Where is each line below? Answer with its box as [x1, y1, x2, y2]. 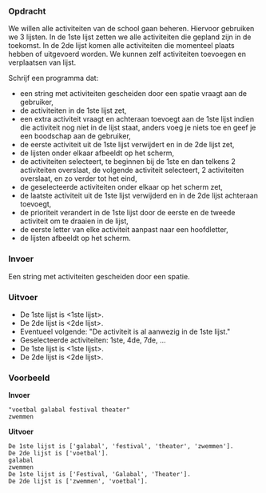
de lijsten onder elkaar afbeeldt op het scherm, [19, 148, 174, 158]
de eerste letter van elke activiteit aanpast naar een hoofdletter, [19, 225, 229, 234]
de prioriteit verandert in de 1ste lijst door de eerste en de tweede [19, 208, 236, 218]
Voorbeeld [8, 372, 50, 383]
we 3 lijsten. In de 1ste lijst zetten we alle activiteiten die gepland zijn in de [8, 32, 252, 42]
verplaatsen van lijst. [8, 58, 77, 67]
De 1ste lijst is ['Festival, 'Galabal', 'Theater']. [8, 471, 192, 479]
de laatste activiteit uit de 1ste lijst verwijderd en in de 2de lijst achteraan [19, 190, 258, 201]
